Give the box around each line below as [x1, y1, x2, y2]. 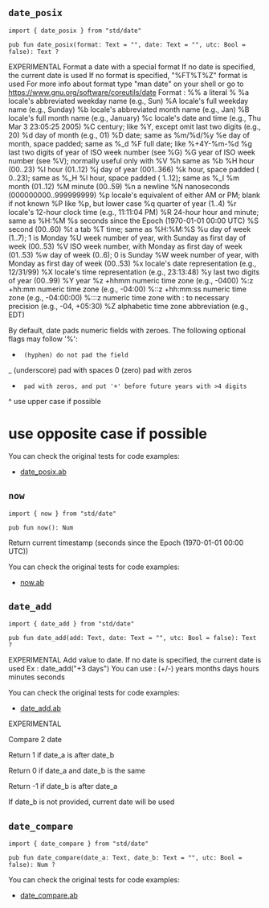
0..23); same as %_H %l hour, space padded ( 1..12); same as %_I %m [8, 173, 239, 183]
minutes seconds [8, 672, 66, 682]
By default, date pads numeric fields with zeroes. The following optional [8, 325, 247, 335]
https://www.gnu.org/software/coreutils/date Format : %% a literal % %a [8, 87, 250, 97]
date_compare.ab [19, 890, 79, 901]
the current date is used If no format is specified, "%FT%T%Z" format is [8, 70, 248, 80]
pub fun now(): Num [8, 523, 74, 531]
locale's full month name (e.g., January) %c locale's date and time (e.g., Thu [8, 113, 262, 122]
